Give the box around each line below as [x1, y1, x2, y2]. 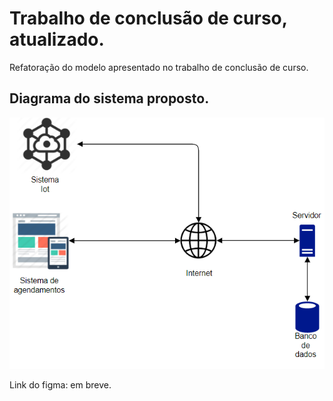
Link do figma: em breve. [9, 378, 112, 391]
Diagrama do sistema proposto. [9, 90, 210, 107]
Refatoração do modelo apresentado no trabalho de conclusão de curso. [9, 61, 309, 73]
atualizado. [9, 28, 105, 51]
